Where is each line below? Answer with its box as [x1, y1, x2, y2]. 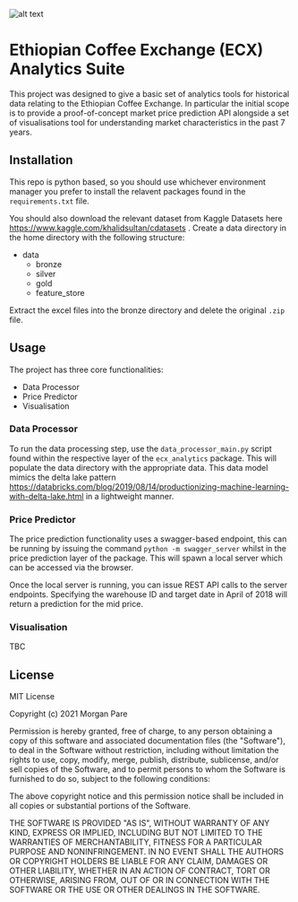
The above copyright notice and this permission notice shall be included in [9, 791, 284, 802]
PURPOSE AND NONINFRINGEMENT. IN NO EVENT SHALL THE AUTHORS [9, 846, 285, 857]
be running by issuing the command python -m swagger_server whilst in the [9, 543, 287, 554]
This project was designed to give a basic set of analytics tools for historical [9, 88, 290, 99]
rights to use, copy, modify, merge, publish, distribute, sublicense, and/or [9, 754, 279, 766]
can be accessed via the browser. [9, 562, 134, 573]
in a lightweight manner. [85, 490, 175, 501]
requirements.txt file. [9, 195, 89, 206]
